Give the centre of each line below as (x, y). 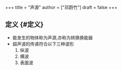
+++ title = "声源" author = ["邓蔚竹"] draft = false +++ (61, 7)
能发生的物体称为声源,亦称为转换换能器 (52, 37)
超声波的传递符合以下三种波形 (43, 43)
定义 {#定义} (24, 25)
